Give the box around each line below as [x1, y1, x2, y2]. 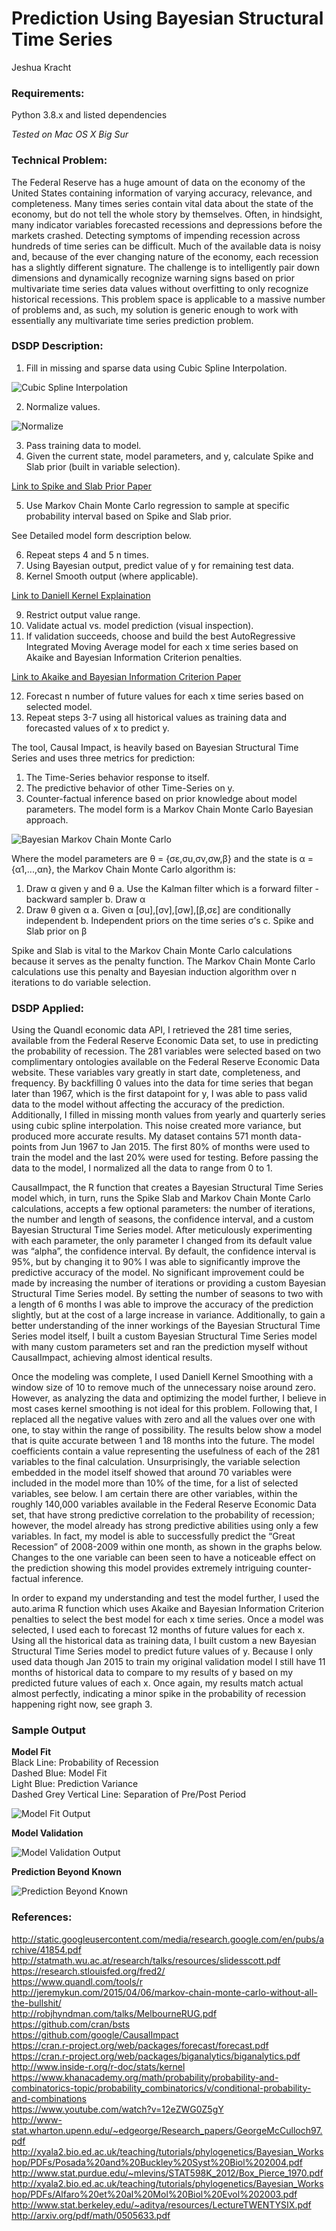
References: [11, 1910, 73, 1924]
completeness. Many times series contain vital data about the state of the [11, 197, 314, 209]
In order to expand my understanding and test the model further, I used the [11, 1592, 320, 1604]
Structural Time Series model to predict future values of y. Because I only [11, 1645, 314, 1657]
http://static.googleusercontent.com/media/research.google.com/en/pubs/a [11, 1933, 325, 1945]
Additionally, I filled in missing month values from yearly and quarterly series [11, 1109, 326, 1121]
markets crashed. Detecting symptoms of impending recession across [11, 229, 301, 241]
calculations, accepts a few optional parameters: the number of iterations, [11, 1203, 316, 1215]
